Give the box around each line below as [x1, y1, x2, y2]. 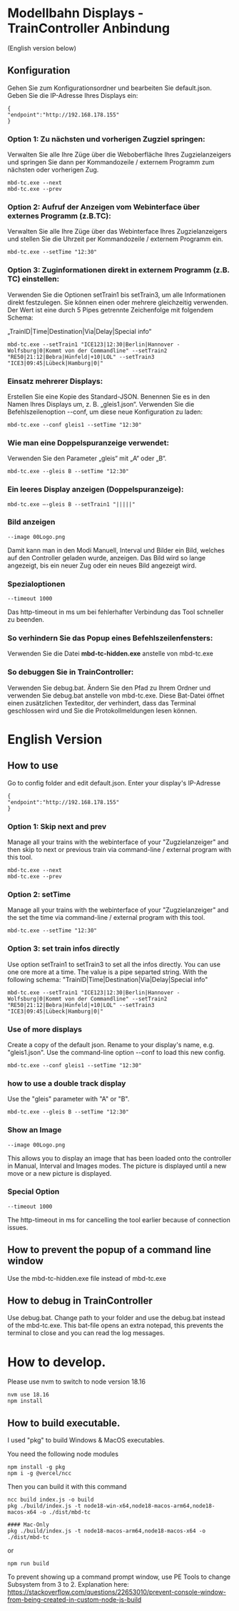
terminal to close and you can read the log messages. [7, 1329, 166, 1337]
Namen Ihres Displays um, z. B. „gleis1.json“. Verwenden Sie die [7, 400, 195, 408]
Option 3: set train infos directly [7, 943, 120, 953]
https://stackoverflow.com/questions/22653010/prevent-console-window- [7, 1588, 227, 1597]
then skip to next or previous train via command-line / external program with [7, 846, 232, 854]
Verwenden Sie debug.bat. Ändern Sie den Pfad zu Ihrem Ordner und [7, 683, 211, 692]
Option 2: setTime [7, 889, 71, 899]
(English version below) [7, 44, 77, 52]
